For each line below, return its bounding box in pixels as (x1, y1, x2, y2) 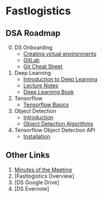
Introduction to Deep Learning (23, 76, 98, 83)
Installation (23, 133, 50, 140)
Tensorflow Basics (23, 101, 69, 108)
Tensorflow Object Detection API (14, 127, 95, 133)
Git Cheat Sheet (23, 63, 63, 70)
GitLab (23, 57, 40, 63)
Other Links (5, 150, 50, 160)
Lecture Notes (23, 82, 59, 89)
